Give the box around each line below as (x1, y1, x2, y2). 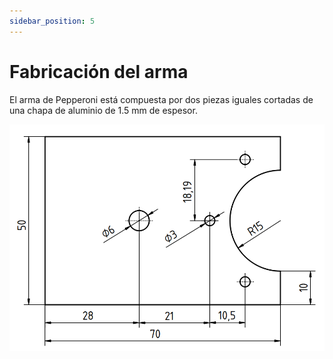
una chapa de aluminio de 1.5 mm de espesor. (9, 104, 198, 116)
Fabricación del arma (9, 60, 189, 83)
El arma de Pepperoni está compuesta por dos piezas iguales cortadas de (9, 93, 314, 105)
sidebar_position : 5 (9, 16, 96, 26)
